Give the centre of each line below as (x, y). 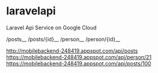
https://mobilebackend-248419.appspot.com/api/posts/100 (79, 63)
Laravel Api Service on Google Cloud (52, 28)
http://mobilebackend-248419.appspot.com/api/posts (72, 51)
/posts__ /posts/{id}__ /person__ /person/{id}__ (63, 39)
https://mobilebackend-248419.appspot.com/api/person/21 (79, 57)
